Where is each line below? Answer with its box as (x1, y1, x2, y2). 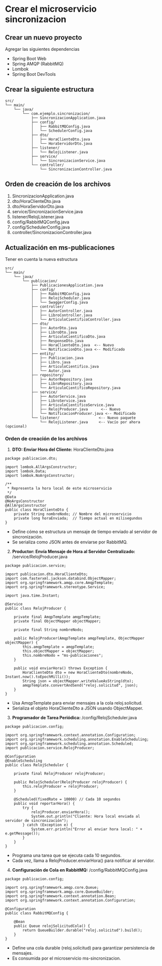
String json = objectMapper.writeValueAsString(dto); (22, 678, 134, 684)
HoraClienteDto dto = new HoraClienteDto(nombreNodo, (22, 670, 134, 675)
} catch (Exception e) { (22, 822, 73, 827)
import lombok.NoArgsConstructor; (5, 473, 75, 478)
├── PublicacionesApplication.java (31, 283, 104, 288)
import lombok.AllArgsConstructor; (5, 464, 77, 470)
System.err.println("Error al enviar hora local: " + (31, 827, 143, 832)
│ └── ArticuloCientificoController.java (31, 317, 121, 322)
